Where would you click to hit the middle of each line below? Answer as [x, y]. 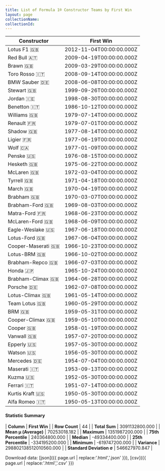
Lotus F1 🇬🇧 [23, 49]
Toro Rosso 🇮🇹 [26, 74]
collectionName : [22, 19]
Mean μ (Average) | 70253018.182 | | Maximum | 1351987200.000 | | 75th [82, 432]
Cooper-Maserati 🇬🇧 [34, 246]
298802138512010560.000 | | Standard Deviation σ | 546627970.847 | [79, 448]
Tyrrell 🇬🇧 [21, 181]
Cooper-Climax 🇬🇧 [32, 320]
